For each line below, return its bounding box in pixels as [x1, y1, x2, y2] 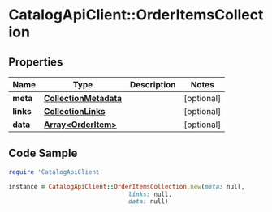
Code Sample [8, 146, 78, 160]
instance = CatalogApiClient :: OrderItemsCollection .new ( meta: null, [8, 182, 245, 191]
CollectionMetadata [43, 93, 123, 104]
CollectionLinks [43, 106, 106, 117]
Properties [8, 55, 63, 69]
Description [129, 79, 176, 90]
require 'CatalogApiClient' [8, 167, 104, 176]
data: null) [128, 197, 169, 206]
